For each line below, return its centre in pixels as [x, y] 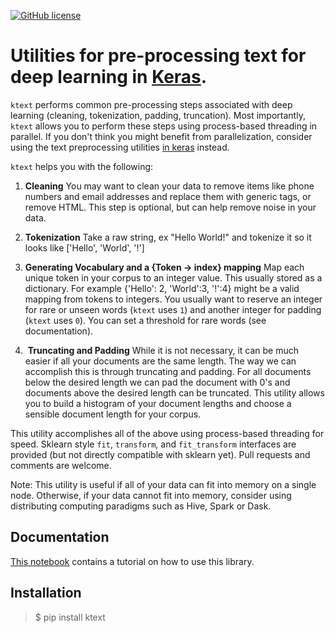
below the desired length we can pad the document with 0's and [157, 382]
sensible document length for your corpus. [113, 414]
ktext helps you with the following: [82, 166]
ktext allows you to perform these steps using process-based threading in [164, 126]
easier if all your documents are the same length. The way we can [160, 361]
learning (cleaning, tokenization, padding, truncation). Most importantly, [158, 115]
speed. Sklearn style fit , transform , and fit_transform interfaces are [153, 444]
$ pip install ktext [70, 617]
